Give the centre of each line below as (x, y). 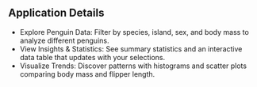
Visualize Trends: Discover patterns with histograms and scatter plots (133, 66)
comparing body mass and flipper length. (87, 74)
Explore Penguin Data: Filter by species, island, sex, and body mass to (134, 32)
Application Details (56, 13)
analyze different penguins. (64, 40)
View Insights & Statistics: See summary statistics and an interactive (131, 49)
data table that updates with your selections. (92, 57)
